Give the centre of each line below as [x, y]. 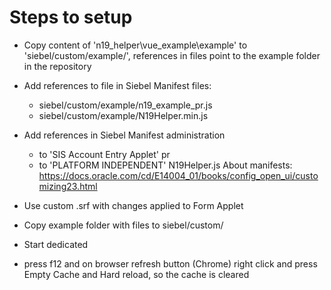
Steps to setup [71, 17]
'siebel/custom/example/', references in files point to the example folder [172, 55]
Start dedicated [56, 244]
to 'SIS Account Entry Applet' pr [104, 154]
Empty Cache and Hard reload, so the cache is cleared [136, 274]
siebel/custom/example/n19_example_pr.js [125, 105]
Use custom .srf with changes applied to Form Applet [133, 205]
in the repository [57, 66]
